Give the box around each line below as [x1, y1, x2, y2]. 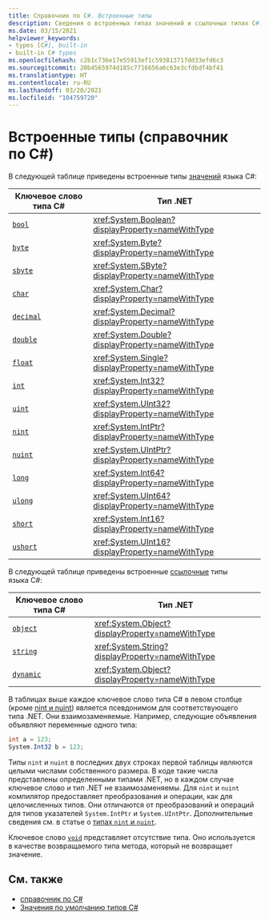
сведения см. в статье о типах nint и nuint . [8, 817, 158, 826]
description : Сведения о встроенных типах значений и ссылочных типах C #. [8, 19, 263, 27]
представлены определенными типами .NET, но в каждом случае [8, 774, 235, 784]
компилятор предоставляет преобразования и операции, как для [8, 791, 233, 801]
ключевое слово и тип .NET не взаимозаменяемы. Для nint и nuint [8, 782, 240, 793]
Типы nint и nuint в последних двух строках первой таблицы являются [8, 757, 254, 767]
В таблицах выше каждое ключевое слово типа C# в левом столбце [8, 694, 243, 705]
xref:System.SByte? [93, 260, 167, 271]
